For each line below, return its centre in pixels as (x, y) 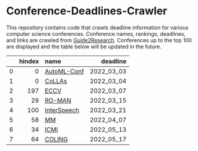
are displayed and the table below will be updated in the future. (84, 47)
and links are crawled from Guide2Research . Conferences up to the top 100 (99, 40)
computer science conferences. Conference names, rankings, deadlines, (96, 33)
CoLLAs (56, 81)
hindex (29, 61)
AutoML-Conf (64, 71)
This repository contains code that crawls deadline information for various (98, 27)
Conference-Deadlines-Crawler (87, 11)
